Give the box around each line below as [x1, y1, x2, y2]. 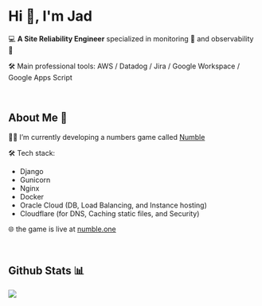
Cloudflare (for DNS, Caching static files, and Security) [19, 208, 200, 218]
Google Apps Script [8, 72, 73, 82]
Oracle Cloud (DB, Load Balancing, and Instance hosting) [19, 200, 207, 210]
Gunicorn [19, 175, 51, 184]
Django [19, 166, 44, 176]
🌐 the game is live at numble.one [8, 224, 117, 234]
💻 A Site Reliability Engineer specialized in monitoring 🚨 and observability [8, 33, 254, 43]
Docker [19, 192, 45, 201]
